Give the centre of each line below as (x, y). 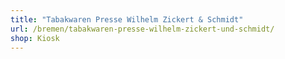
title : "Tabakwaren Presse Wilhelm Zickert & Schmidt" (127, 19)
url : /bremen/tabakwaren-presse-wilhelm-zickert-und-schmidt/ (142, 29)
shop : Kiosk (35, 38)
